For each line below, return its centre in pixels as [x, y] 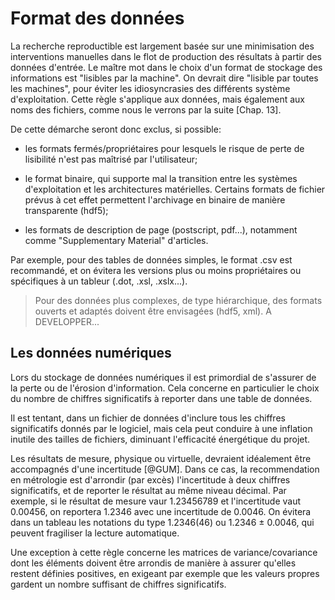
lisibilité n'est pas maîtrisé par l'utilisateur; [111, 159]
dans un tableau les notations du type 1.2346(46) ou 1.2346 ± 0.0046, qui [162, 522]
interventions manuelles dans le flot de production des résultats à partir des [166, 56]
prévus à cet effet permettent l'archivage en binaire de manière [155, 199]
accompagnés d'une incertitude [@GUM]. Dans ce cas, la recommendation [165, 469]
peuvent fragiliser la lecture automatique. [95, 533]
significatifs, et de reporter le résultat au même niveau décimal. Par [148, 490]
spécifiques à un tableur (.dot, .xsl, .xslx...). [99, 281]
